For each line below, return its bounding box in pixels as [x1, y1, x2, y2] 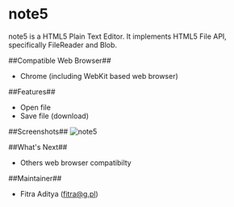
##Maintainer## [8, 173, 62, 183]
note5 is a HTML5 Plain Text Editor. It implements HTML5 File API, [8, 31, 228, 41]
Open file [19, 102, 51, 112]
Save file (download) [19, 110, 90, 121]
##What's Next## [8, 142, 68, 151]
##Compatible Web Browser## [8, 56, 111, 65]
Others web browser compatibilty [19, 158, 132, 168]
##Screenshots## [8, 126, 69, 136]
